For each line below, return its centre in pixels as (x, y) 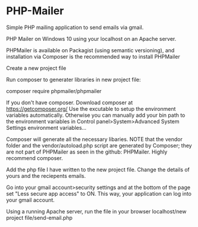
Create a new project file (36, 68)
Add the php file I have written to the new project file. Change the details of (98, 170)
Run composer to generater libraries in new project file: (74, 79)
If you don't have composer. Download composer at (70, 103)
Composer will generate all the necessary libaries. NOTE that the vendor (94, 139)
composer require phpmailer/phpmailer (54, 91)
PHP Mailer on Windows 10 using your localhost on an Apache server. (91, 39)
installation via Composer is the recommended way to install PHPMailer (93, 56)
